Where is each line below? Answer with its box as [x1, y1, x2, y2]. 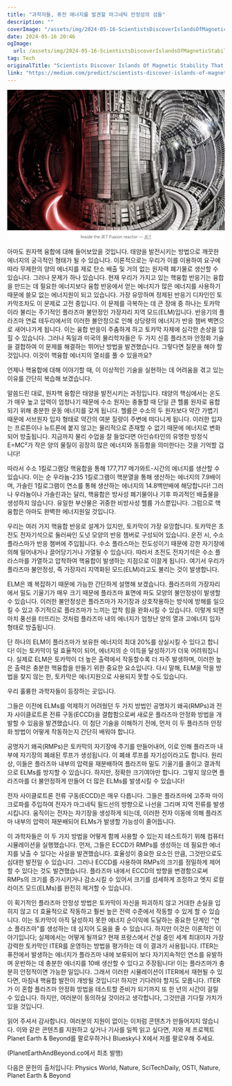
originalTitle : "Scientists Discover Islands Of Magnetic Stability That [7, 62, 224, 69]
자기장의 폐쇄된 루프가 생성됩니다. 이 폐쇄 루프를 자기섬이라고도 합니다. [19, 751, 210, 759]
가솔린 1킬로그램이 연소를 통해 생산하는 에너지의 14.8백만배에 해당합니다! [16, 482, 211, 490]
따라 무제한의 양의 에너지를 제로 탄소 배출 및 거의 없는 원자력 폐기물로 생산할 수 [7, 265, 219, 273]
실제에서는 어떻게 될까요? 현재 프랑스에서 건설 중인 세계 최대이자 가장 [38, 933, 224, 942]
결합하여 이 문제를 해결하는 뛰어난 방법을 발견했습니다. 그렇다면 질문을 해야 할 [14, 343, 223, 351]
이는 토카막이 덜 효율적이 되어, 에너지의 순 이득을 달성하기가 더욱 [16, 647, 189, 655]
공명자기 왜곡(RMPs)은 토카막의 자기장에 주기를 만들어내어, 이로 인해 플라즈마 [7, 743, 216, 751]
